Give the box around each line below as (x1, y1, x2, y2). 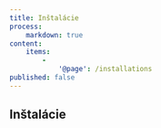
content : (9, 38, 43, 48)
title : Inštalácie (9, 13, 79, 23)
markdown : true (25, 30, 84, 39)
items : (25, 48, 51, 57)
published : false (9, 73, 75, 82)
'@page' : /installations (57, 65, 153, 74)
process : (9, 22, 43, 31)
